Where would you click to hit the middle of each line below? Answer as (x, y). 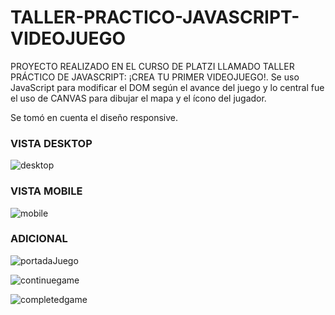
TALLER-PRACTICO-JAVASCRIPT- (155, 17)
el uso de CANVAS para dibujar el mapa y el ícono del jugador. (138, 98)
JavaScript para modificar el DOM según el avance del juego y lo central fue (167, 87)
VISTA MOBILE (46, 191)
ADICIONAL (39, 239)
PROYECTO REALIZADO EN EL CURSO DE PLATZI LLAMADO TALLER (152, 66)
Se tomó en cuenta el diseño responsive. (94, 117)
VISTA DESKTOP (51, 143)
